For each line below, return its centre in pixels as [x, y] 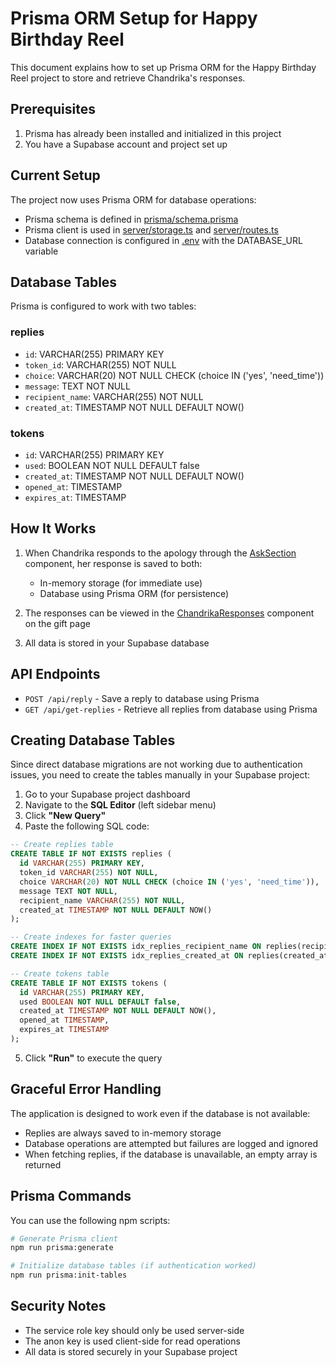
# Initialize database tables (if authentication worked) [133, 1266]
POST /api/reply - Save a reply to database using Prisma [142, 698]
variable [41, 251]
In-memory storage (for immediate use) [121, 583]
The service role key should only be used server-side [134, 1330]
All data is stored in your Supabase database [117, 643]
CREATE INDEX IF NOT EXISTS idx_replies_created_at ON [127, 956]
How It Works [53, 528]
